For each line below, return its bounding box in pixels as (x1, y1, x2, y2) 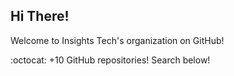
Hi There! (10, 8, 70, 25)
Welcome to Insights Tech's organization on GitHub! (10, 34, 225, 46)
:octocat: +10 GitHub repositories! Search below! (10, 54, 211, 66)
